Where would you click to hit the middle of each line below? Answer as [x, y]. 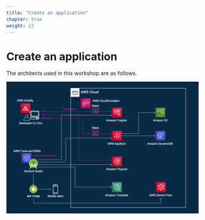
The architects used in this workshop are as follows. [72, 74]
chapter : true [24, 19]
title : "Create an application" [47, 13]
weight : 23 [20, 26]
